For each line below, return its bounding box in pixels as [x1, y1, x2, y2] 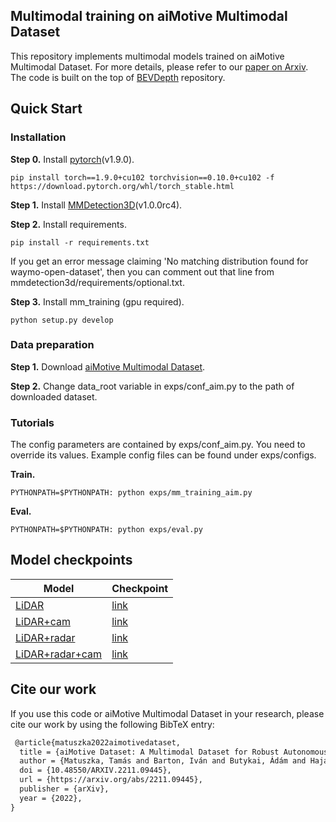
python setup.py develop [10, 315, 114, 325]
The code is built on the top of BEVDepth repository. [10, 71, 226, 83]
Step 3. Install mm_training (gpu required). [10, 295, 185, 308]
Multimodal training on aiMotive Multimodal [10, 8, 288, 25]
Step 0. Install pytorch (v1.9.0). [10, 153, 135, 165]
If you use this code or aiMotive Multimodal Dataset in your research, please [10, 707, 325, 719]
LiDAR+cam [15, 614, 71, 628]
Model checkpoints [10, 552, 133, 569]
